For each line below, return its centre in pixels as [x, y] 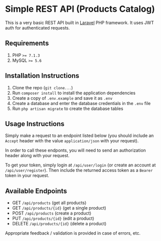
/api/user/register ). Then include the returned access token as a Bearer [79, 170]
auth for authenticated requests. [37, 27]
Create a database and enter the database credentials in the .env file [81, 103]
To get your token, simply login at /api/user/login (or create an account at [80, 165]
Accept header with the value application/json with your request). [72, 141]
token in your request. [27, 176]
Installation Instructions [42, 76]
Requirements [27, 43]
